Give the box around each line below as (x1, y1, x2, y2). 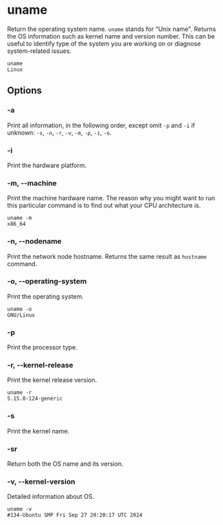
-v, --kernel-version (7, 477, 75, 486)
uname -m (7, 215, 32, 222)
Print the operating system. (7, 292, 84, 301)
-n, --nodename (7, 237, 62, 246)
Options (7, 85, 43, 96)
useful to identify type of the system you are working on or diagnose (7, 39, 201, 47)
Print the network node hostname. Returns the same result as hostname (7, 252, 207, 260)
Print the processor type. (7, 343, 78, 352)
